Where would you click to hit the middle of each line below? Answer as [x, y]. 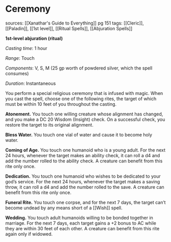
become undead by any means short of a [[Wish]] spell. [64, 208]
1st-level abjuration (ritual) [34, 38]
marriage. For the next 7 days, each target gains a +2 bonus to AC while [81, 223]
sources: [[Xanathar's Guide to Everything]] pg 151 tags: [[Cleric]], [75, 23]
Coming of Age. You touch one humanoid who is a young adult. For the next [86, 150]
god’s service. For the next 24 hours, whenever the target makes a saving [83, 181]
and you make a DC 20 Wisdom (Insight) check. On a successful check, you [85, 119]
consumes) [17, 73]
